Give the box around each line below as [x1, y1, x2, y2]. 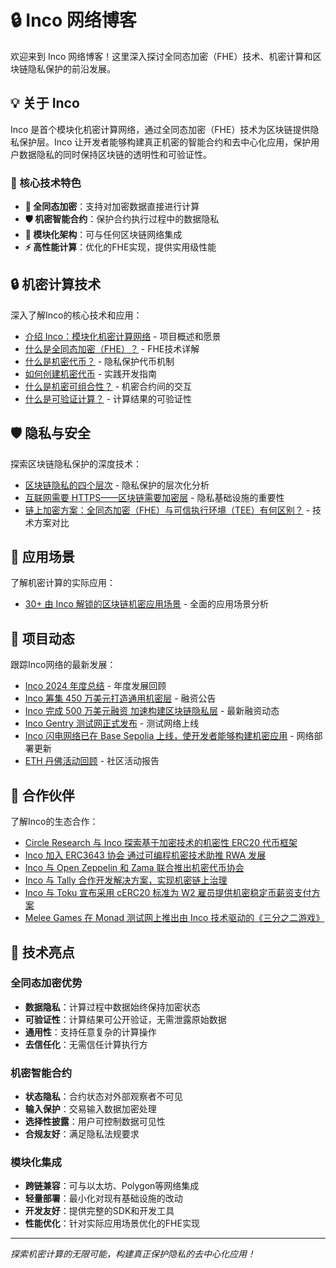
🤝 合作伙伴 [10, 787, 75, 804]
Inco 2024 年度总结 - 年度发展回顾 [24, 680, 167, 692]
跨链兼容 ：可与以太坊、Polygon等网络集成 [24, 1180, 200, 1192]
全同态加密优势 [10, 976, 83, 990]
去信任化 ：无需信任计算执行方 [24, 1038, 148, 1050]
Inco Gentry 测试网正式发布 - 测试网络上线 [24, 717, 200, 730]
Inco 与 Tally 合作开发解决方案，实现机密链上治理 [24, 874, 228, 886]
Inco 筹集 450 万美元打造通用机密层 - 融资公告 [24, 692, 217, 705]
